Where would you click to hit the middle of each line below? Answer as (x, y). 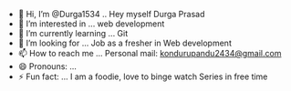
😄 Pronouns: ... (47, 66)
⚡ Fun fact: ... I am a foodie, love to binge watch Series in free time (143, 76)
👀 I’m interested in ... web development (91, 24)
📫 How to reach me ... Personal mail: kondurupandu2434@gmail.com (150, 53)
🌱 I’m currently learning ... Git (73, 33)
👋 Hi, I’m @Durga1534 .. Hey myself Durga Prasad (111, 14)
